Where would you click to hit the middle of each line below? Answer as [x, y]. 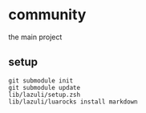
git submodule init [41, 81]
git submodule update [45, 87]
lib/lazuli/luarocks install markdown [73, 102]
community [47, 15]
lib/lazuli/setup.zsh [45, 95]
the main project [35, 37]
